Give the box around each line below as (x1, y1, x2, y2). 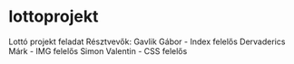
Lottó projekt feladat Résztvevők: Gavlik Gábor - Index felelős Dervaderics (8, 36, 286, 47)
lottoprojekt (8, 6, 99, 27)
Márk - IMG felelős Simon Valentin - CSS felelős (8, 45, 188, 56)
